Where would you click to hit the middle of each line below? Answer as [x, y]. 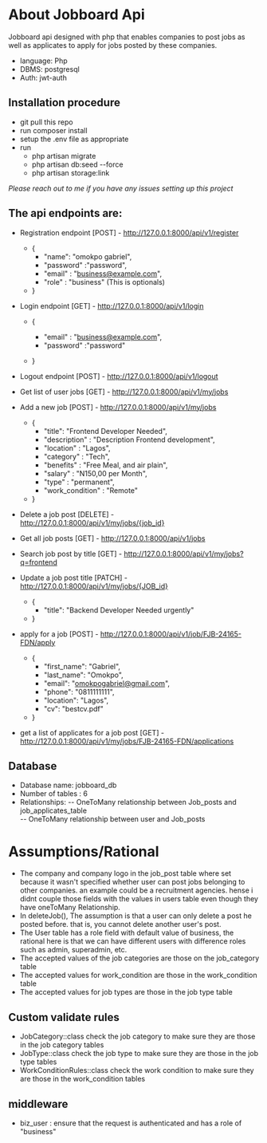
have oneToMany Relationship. [70, 908]
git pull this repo [46, 122]
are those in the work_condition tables [82, 1079]
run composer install [53, 130]
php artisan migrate [64, 156]
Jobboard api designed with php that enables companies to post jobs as [127, 37]
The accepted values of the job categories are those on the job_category [139, 958]
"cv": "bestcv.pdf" [73, 708]
